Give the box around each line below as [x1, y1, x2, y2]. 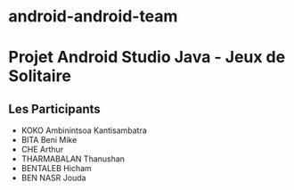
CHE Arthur [20, 145, 64, 155]
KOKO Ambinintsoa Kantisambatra [20, 125, 148, 136]
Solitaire [8, 66, 72, 87]
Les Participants [8, 101, 102, 117]
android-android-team [8, 6, 178, 27]
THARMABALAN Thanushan [20, 153, 126, 164]
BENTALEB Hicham [20, 163, 93, 174]
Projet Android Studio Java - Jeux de [8, 47, 286, 68]
